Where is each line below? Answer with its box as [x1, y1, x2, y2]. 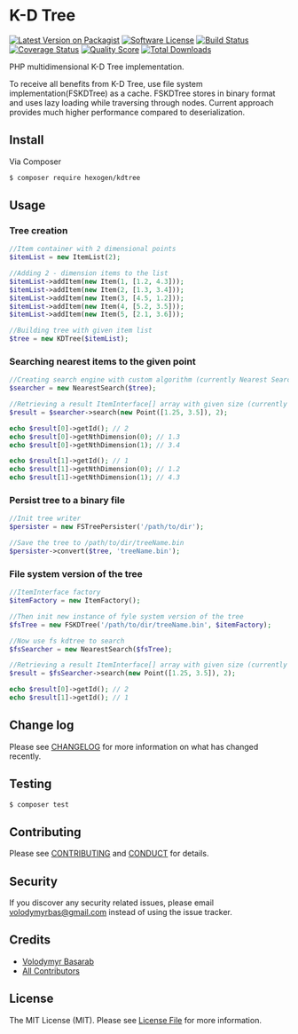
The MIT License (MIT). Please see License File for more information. [9, 1014, 262, 1025]
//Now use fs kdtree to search [9, 636, 125, 645]
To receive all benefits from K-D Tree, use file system [9, 78, 203, 89]
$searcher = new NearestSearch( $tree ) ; [9, 383, 157, 393]
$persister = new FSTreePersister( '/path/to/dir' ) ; [9, 523, 204, 532]
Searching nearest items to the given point [9, 355, 197, 367]
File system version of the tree [9, 567, 144, 580]
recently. [9, 751, 42, 762]
